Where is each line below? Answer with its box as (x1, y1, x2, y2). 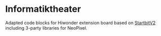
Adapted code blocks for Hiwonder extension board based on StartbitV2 (5, 20, 156, 26)
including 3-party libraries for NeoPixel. (5, 25, 87, 31)
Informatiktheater (5, 3, 81, 15)
